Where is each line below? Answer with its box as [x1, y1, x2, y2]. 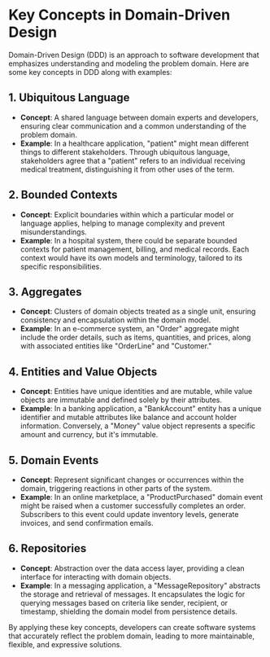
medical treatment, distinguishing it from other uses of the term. [20, 164, 235, 174]
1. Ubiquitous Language [8, 91, 130, 105]
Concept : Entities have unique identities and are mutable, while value [20, 387, 253, 396]
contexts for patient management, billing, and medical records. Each [20, 244, 250, 254]
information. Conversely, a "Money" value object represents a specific [20, 421, 256, 431]
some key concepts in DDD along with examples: [8, 67, 172, 77]
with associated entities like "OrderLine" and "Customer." [20, 341, 212, 351]
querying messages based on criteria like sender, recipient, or [20, 598, 229, 607]
